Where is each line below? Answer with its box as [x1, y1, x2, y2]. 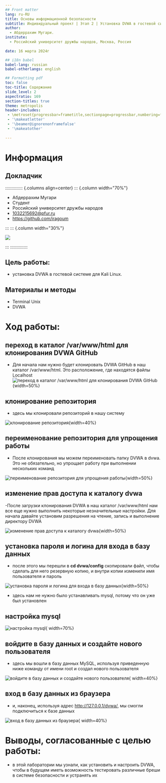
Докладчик [5, 172, 42, 180]
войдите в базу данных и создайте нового [5, 640, 142, 648]
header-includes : [5, 108, 41, 113]
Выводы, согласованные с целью [5, 735, 151, 746]
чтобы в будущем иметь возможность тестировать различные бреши [12, 767, 161, 773]
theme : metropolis [5, 103, 43, 108]
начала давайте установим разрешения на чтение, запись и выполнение [5, 513, 160, 519]
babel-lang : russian [5, 62, 48, 67]
